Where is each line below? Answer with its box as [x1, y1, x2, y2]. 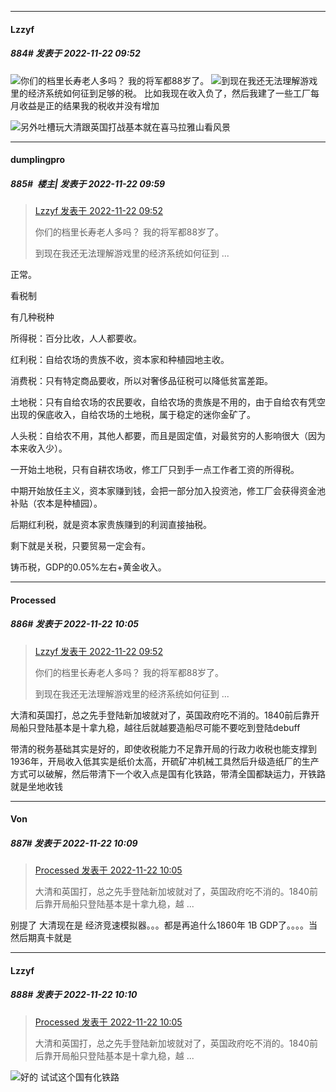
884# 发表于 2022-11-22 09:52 [10, 47, 141, 60]
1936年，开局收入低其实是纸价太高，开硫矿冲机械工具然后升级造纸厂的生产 [10, 755, 320, 767]
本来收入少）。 [10, 442, 68, 455]
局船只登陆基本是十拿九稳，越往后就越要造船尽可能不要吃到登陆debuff [10, 721, 301, 733]
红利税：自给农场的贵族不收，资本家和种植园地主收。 [10, 354, 230, 366]
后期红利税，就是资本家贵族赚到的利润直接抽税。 [10, 519, 212, 531]
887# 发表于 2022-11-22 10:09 [10, 837, 138, 849]
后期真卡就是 [18, 932, 72, 944]
